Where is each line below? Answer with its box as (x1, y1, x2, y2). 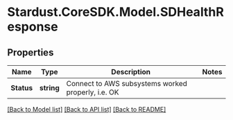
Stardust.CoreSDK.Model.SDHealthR (7, 4, 224, 20)
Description (110, 67, 151, 76)
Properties (7, 46, 54, 58)
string (39, 83, 60, 92)
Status (10, 83, 33, 92)
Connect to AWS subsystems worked (66, 79, 187, 88)
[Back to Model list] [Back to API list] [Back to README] (7, 105, 166, 113)
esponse (7, 19, 58, 35)
